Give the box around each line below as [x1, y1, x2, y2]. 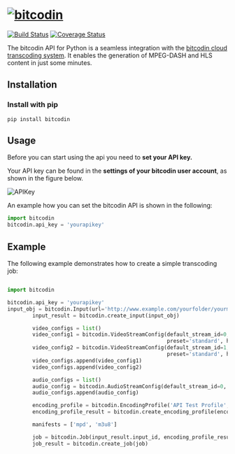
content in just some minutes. [7, 58, 92, 66]
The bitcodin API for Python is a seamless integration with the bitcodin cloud [7, 43, 227, 52]
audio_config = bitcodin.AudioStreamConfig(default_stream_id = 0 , [32, 383, 227, 390]
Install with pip [7, 100, 58, 110]
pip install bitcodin [7, 115, 71, 122]
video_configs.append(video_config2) [32, 364, 142, 371]
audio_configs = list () [32, 376, 101, 383]
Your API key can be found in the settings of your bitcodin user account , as [7, 166, 227, 175]
